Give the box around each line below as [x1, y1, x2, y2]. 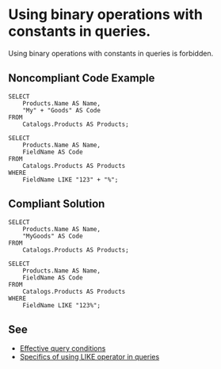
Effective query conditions [19, 344, 106, 353]
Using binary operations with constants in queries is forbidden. [8, 48, 214, 58]
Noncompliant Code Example [8, 71, 155, 85]
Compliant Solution [8, 197, 105, 211]
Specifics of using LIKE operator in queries [19, 352, 160, 362]
